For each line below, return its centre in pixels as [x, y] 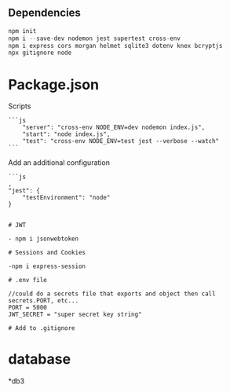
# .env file [27, 280]
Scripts [20, 106]
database [40, 359]
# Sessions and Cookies [47, 253]
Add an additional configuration [59, 163]
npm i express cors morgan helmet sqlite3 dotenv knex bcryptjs [115, 46]
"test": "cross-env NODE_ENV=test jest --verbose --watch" [121, 141]
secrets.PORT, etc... [44, 301]
